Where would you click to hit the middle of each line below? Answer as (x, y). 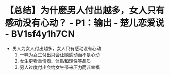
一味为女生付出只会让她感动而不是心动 (60, 55)
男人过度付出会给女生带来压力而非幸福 (60, 67)
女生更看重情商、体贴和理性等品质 (55, 61)
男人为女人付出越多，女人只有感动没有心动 (57, 48)
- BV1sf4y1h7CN (40, 34)
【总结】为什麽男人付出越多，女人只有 (85, 10)
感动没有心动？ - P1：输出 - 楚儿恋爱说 (84, 23)
